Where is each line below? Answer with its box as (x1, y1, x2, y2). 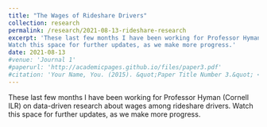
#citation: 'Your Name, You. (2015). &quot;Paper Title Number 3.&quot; (8, 71, 254, 79)
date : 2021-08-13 (8, 48, 66, 56)
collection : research (8, 19, 80, 27)
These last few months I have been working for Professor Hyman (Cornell (8, 92, 249, 102)
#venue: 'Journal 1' (8, 56, 77, 64)
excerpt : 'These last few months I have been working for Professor (8, 33, 240, 42)
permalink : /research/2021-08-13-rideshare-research (8, 26, 187, 34)
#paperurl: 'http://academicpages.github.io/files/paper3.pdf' (8, 63, 222, 71)
